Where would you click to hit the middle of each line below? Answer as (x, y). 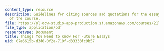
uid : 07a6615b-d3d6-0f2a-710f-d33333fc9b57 (50, 41)
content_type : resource (29, 9)
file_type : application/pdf (34, 28)
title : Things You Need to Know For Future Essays (58, 37)
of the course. (25, 18)
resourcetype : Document (29, 32)
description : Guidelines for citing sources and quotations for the (76, 14)
